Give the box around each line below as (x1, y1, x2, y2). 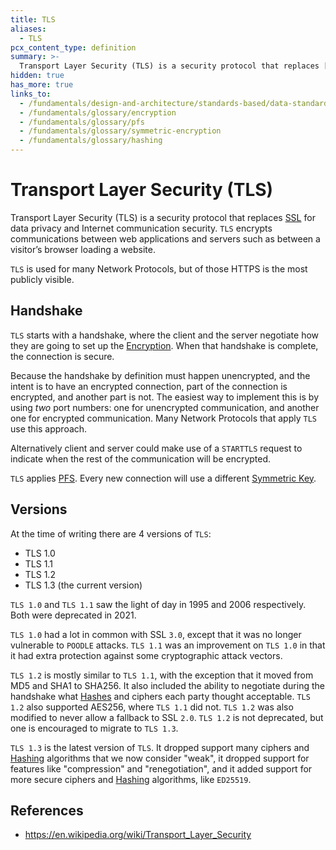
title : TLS (10, 14, 56, 25)
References (10, 802, 84, 819)
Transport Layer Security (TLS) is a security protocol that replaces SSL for (10, 211, 316, 223)
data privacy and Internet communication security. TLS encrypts (10, 222, 273, 234)
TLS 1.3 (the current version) (24, 579, 143, 591)
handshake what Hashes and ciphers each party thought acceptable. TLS (10, 690, 311, 702)
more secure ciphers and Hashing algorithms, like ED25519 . (10, 773, 252, 785)
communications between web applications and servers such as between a (10, 232, 321, 245)
